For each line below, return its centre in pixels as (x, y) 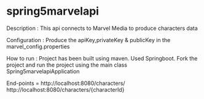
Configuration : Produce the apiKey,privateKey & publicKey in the (88, 40)
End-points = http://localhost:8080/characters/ (66, 83)
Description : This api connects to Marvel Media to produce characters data (102, 28)
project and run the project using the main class (67, 65)
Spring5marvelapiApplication (43, 71)
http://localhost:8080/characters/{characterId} (65, 89)
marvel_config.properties (38, 46)
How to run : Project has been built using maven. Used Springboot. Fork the (102, 58)
